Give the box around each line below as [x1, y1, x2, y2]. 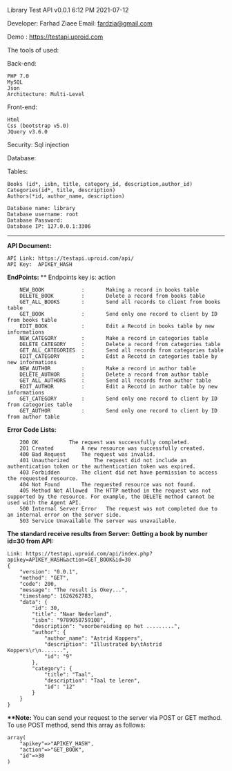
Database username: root [7, 211, 79, 218]
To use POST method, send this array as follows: [7, 721, 146, 729]
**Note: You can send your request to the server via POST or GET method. [7, 714, 222, 721]
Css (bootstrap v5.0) [7, 122, 70, 129]
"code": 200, [19, 580, 57, 587]
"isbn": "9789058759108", [32, 617, 107, 624]
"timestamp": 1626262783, [19, 593, 95, 600]
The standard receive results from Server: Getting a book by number [7, 530, 209, 537]
